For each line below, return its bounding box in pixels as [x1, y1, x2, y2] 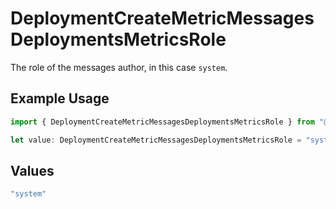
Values [10, 162, 55, 179]
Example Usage [10, 90, 110, 107]
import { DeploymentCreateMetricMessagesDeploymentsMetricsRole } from [10, 117, 315, 127]
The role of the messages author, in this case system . [10, 61, 228, 73]
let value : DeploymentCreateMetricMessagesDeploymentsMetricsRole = [10, 135, 302, 145]
